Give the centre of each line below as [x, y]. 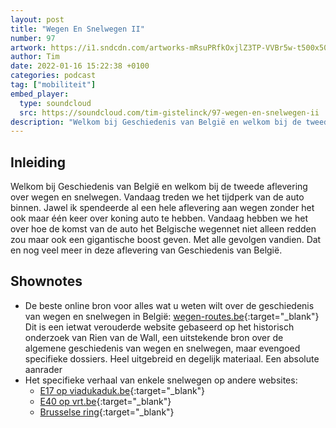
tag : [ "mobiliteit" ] [53, 85]
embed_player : [40, 94]
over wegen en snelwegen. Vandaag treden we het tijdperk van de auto [157, 197]
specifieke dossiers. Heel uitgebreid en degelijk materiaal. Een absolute [172, 358]
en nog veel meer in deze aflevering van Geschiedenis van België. [146, 250]
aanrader [43, 369]
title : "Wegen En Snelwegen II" [77, 29]
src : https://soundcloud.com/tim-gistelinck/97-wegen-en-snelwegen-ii [169, 112]
